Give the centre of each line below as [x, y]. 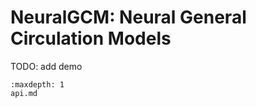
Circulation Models [91, 38]
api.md [24, 93]
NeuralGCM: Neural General [128, 17]
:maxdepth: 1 [37, 84]
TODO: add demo [46, 66]
